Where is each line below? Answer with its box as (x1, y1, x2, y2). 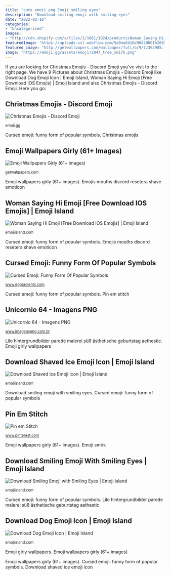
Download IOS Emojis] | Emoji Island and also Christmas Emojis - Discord (5, 79, 158, 86)
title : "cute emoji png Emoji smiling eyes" (5, 7, 101, 13)
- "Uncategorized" (5, 26, 44, 31)
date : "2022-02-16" (5, 17, 47, 22)
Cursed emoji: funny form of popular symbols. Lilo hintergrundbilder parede (5, 497, 163, 503)
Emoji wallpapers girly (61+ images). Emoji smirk (5, 442, 106, 448)
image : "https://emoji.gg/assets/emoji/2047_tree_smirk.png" (5, 50, 137, 55)
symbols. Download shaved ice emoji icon (5, 564, 93, 570)
